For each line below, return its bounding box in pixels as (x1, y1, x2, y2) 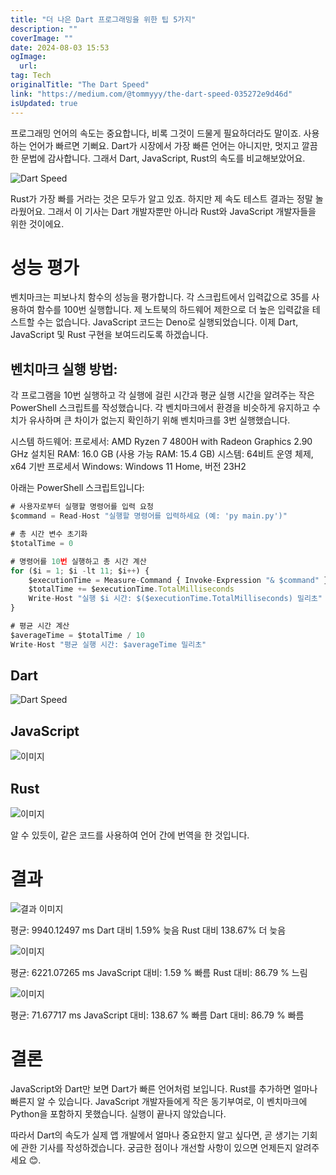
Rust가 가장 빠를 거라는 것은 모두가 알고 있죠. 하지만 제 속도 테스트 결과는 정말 (10, 192, 313, 205)
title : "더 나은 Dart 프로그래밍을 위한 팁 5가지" (10, 14, 197, 25)
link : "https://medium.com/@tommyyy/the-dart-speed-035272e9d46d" (10, 89, 293, 99)
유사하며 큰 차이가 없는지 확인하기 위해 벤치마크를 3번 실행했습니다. (28, 414, 291, 426)
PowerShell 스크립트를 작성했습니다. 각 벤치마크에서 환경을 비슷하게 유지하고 (10, 402, 310, 414)
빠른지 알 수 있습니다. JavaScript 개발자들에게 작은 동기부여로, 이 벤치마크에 (10, 1095, 308, 1107)
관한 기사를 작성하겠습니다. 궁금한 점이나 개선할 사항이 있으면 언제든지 (20, 1141, 293, 1153)
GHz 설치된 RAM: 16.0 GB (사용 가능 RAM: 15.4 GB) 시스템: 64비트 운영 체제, (10, 448, 314, 460)
